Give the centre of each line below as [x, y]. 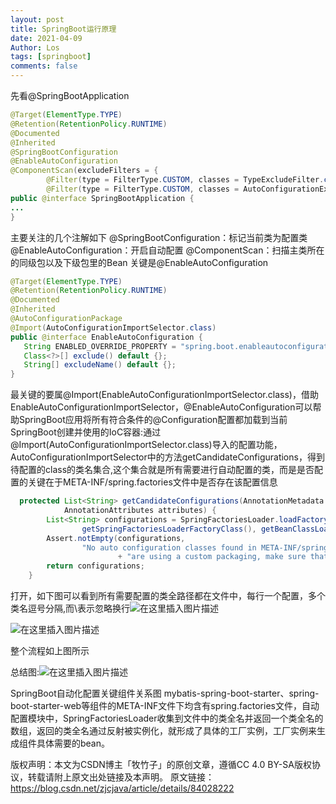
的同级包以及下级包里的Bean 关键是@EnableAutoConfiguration [139, 262]
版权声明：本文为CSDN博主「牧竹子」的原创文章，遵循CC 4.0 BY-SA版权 [161, 764]
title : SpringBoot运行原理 [63, 29]
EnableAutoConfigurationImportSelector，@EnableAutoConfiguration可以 [161, 407]
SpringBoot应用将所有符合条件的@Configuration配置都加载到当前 [153, 420]
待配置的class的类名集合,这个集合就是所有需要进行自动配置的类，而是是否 [162, 470]
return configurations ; [95, 566]
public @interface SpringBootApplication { [102, 198]
